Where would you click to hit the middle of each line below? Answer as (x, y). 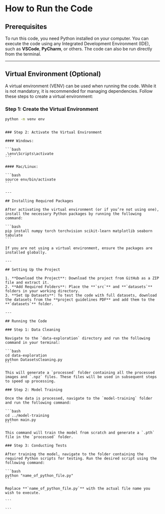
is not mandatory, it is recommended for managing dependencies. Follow (79, 91)
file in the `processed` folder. (39, 437)
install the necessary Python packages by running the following (73, 214)
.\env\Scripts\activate (29, 154)
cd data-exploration (26, 355)
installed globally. (26, 252)
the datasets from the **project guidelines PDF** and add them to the (80, 300)
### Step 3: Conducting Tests (36, 445)
